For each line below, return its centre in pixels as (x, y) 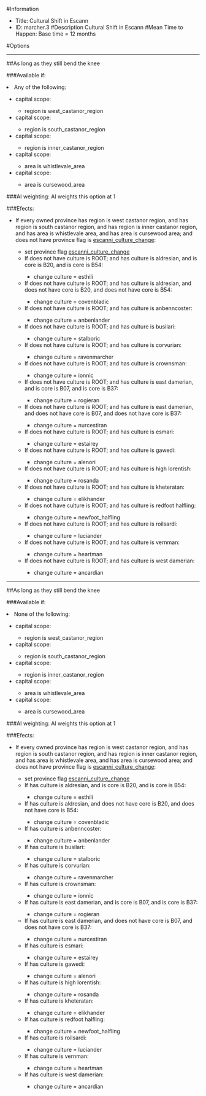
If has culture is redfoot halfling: (65, 1019)
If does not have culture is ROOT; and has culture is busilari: (100, 327)
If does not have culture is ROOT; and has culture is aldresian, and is (111, 258)
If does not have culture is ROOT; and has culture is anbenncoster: (108, 308)
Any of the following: (40, 87)
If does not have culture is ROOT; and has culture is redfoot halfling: (110, 505)
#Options (18, 46)
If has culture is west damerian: (64, 1075)
